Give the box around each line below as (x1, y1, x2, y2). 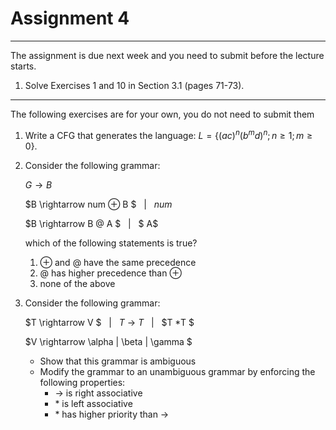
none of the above (39, 277, 116, 289)
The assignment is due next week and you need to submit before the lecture (10, 49, 325, 61)
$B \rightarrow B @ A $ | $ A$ (24, 217, 159, 229)
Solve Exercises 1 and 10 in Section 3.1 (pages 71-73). (24, 79, 245, 91)
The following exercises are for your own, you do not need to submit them (10, 108, 315, 120)
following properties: (39, 376, 126, 388)
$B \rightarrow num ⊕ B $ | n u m (24, 198, 173, 210)
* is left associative (54, 397, 133, 409)
